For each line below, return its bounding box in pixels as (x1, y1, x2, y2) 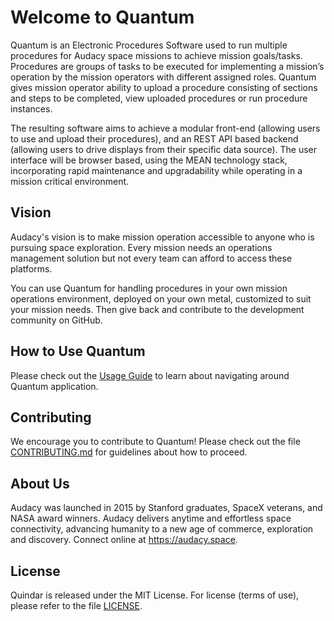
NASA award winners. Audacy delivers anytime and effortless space (10, 512, 292, 525)
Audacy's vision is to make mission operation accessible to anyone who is (10, 231, 315, 243)
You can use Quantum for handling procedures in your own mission (10, 282, 288, 294)
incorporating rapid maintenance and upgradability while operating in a (10, 164, 303, 176)
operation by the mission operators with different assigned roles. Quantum (10, 71, 317, 83)
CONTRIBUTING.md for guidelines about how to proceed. (10, 446, 248, 458)
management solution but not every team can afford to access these (10, 252, 293, 264)
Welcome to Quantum (10, 6, 195, 29)
